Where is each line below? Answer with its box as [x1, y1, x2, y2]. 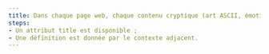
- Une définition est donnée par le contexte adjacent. [8, 33, 199, 42]
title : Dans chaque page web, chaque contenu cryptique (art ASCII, [8, 11, 242, 20]
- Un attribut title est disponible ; [8, 26, 138, 34]
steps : [8, 19, 30, 27]
